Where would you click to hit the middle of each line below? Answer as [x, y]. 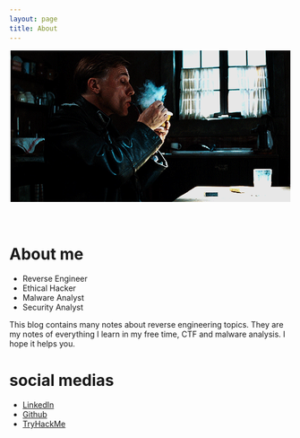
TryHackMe [44, 424]
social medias [62, 380]
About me [47, 254]
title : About [34, 28]
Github [34, 415]
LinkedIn [38, 405]
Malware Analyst [53, 298]
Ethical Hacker [49, 288]
